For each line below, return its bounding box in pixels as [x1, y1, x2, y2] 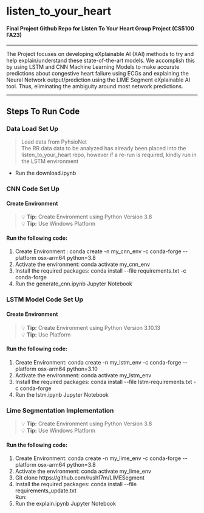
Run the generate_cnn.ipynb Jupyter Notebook [15, 280, 132, 287]
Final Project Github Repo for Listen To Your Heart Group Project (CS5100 [6, 24, 194, 32]
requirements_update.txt [15, 487, 77, 494]
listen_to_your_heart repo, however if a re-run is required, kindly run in [21, 151, 197, 159]
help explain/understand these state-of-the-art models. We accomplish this [6, 57, 195, 65]
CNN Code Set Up [6, 184, 59, 193]
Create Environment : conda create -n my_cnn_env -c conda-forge [15, 248, 182, 255]
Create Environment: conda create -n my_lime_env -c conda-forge [15, 455, 182, 462]
